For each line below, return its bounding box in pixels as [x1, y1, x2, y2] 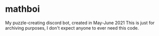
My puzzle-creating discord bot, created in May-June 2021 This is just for [5, 20, 155, 26]
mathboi [5, 3, 40, 15]
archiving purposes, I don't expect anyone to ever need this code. [5, 25, 139, 31]
